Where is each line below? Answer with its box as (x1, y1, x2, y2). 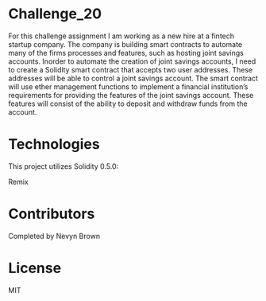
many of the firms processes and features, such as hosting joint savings (8, 48, 244, 57)
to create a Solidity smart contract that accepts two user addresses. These (8, 64, 253, 74)
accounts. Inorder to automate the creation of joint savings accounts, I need (8, 57, 256, 66)
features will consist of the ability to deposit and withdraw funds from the (8, 99, 248, 108)
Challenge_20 (8, 5, 102, 23)
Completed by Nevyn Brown (8, 231, 101, 240)
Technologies (8, 135, 101, 154)
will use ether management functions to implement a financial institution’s (8, 81, 249, 92)
